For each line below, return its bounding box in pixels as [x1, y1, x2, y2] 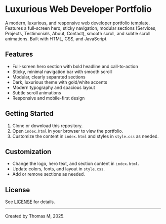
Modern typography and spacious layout [12, 84, 95, 90]
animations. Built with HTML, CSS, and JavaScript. [5, 36, 108, 42]
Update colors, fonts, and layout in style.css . [12, 166, 105, 172]
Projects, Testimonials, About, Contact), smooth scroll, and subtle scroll [5, 30, 151, 36]
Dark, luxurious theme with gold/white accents [12, 79, 108, 85]
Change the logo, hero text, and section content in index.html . [12, 160, 139, 167]
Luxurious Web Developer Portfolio [5, 3, 152, 15]
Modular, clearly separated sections [12, 74, 85, 80]
